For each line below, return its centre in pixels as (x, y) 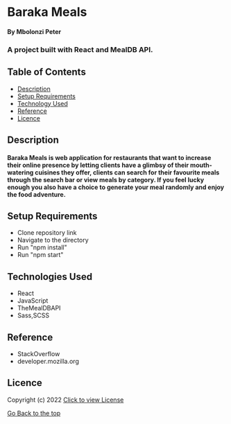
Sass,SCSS (33, 315)
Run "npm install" (42, 247)
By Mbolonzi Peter (34, 31)
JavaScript (33, 301)
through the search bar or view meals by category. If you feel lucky (106, 179)
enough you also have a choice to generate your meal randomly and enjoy (115, 187)
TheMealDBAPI (39, 308)
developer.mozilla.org (48, 361)
